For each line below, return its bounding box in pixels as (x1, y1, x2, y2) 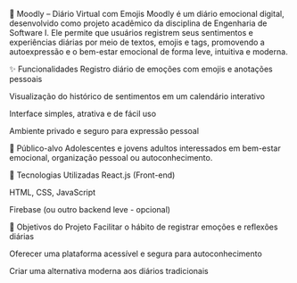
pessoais (9, 74, 43, 84)
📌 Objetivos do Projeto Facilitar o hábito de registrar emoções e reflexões (9, 221, 278, 232)
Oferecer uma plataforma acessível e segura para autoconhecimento (9, 248, 263, 259)
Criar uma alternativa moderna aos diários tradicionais (9, 266, 209, 276)
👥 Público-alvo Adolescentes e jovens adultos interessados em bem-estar (9, 143, 281, 154)
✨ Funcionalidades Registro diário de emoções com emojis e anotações (9, 63, 274, 74)
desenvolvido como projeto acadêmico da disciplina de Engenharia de (9, 18, 268, 29)
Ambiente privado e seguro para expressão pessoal (9, 126, 199, 136)
